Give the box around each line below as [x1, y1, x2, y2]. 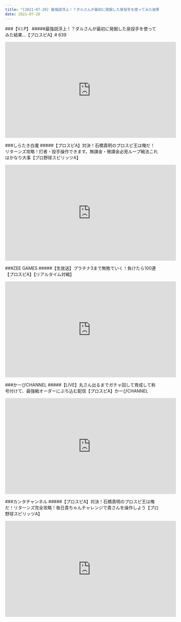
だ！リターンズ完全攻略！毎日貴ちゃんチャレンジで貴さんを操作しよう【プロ [5, 505, 159, 510]
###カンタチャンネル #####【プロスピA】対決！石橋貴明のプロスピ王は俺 [5, 498, 155, 505]
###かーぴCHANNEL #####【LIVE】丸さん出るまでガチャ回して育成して [5, 382, 152, 388]
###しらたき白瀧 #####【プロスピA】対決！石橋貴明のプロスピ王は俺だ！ [5, 142, 155, 148]
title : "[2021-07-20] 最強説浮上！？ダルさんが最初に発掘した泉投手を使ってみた [5, 7, 153, 12]
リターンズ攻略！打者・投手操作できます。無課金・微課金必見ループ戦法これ [5, 148, 158, 154]
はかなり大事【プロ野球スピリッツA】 [5, 155, 81, 160]
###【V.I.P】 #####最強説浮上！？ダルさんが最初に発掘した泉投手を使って [5, 25, 157, 32]
